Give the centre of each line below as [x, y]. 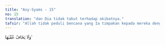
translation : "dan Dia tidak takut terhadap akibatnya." [65, 19]
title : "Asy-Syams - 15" [30, 10]
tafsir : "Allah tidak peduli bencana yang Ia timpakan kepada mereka [78, 23]
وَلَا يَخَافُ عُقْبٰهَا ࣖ [19, 37]
